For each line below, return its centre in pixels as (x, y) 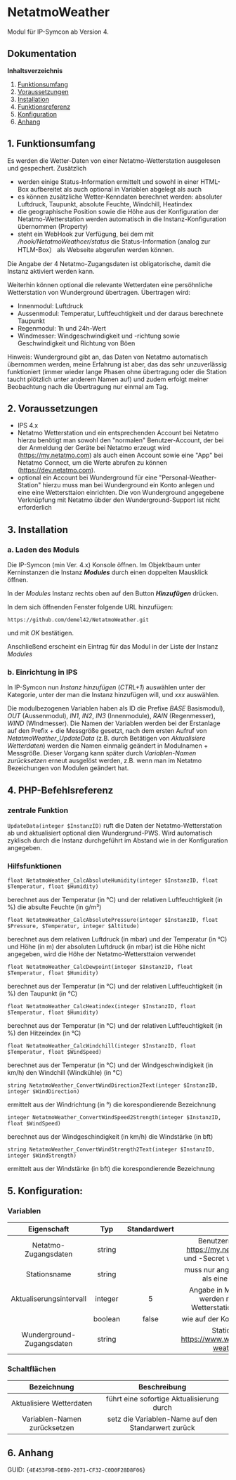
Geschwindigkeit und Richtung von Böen (76, 343)
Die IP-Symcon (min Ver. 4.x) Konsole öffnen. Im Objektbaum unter (104, 565)
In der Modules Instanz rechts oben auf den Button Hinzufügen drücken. (113, 593)
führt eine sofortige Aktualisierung (162, 1399)
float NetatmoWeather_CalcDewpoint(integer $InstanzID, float (100, 967)
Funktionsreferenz (44, 107)
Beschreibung (162, 1387)
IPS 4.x (28, 425)
